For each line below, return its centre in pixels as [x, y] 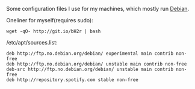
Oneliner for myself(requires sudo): [50, 20]
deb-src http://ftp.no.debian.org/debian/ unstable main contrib [90, 69]
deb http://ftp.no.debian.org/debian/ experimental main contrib [90, 54]
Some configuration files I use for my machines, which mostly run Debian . [98, 9]
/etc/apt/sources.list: [32, 42]
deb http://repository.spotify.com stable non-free [72, 80]
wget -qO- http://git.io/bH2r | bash [54, 31]
